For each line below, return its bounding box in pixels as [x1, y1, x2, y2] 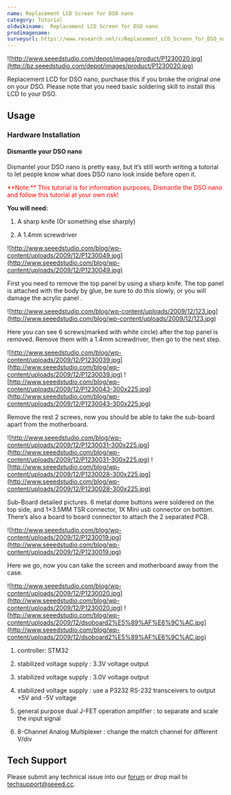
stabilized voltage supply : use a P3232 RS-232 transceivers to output [16, 686, 216, 695]
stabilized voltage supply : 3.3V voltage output [16, 660, 149, 668]
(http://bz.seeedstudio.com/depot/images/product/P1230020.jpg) [7, 62, 194, 70]
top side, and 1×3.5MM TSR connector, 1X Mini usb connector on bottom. [7, 505, 214, 513]
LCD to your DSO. [7, 90, 57, 98]
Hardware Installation [7, 130, 81, 140]
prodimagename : [7, 29, 51, 36]
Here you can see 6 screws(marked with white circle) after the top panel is [7, 327, 219, 336]
